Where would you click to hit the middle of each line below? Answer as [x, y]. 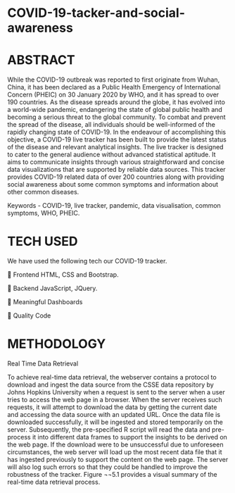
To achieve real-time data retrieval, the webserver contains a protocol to [112, 377]
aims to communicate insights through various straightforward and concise [116, 162]
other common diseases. [43, 192]
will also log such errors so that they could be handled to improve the [108, 467]
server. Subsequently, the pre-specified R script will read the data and [109, 430]
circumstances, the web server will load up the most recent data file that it [115, 452]
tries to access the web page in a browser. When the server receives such [115, 400]
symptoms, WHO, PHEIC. [44, 213]
